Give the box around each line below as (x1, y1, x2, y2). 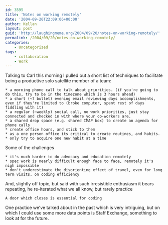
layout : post (5, 26, 33, 31)
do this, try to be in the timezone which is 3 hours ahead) (5, 92, 136, 97)
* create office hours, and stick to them (5, 127, 95, 132)
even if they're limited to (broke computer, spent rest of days (5, 101, 144, 106)
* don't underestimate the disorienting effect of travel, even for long (5, 168, 163, 173)
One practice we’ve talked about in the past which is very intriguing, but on (5, 204, 160, 211)
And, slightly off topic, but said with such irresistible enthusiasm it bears (5, 181, 154, 187)
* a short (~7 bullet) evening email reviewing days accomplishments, (5, 96, 156, 101)
